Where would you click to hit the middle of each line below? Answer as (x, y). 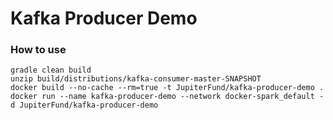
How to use (38, 50)
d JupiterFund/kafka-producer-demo (84, 105)
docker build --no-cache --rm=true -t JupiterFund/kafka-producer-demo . (167, 88)
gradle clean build (51, 70)
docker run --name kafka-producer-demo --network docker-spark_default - (167, 97)
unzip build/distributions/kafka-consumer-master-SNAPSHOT (136, 79)
